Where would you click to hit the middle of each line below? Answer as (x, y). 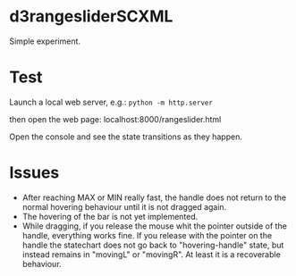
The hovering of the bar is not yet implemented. (110, 216)
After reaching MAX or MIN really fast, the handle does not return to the (154, 197)
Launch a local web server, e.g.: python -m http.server (111, 102)
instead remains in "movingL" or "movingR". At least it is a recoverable (152, 254)
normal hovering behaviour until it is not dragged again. (124, 206)
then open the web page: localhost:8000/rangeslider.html (115, 119)
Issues (34, 173)
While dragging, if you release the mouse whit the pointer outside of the (155, 226)
